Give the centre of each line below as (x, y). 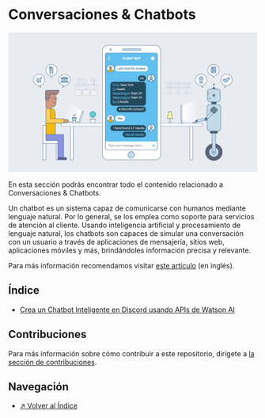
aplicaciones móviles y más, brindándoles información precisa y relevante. (130, 250)
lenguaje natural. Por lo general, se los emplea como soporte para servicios (131, 216)
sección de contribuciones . (53, 362)
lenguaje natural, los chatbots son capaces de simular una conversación (126, 233)
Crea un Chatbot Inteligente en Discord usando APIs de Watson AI (127, 310)
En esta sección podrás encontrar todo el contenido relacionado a (116, 184)
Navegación (39, 387)
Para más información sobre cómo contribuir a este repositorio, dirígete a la (131, 353)
